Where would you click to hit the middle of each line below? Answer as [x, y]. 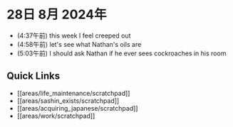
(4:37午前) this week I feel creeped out [74, 35]
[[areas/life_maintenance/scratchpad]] [73, 93]
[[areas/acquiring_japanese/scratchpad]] [77, 108]
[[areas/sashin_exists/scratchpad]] [68, 101]
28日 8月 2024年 [57, 15]
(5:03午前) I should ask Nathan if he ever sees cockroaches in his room [121, 53]
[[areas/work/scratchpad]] [56, 116]
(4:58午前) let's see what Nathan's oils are [79, 44]
